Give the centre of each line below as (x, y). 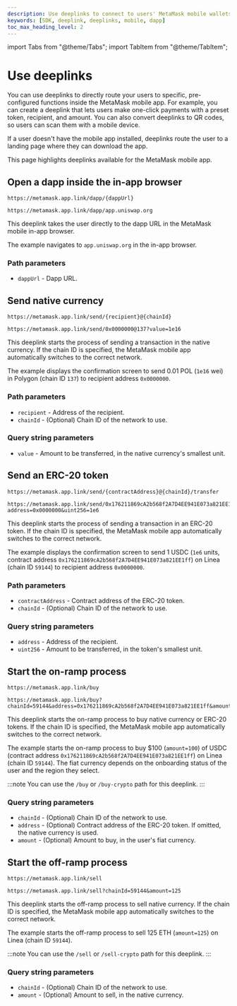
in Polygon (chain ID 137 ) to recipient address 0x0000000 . (89, 379)
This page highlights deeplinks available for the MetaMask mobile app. (110, 160)
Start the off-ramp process (68, 862)
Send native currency (56, 301)
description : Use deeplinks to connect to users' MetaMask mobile (107, 14)
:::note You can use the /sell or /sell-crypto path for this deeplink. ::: (109, 954)
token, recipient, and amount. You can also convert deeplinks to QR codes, (116, 118)
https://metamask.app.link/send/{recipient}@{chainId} (90, 317)
